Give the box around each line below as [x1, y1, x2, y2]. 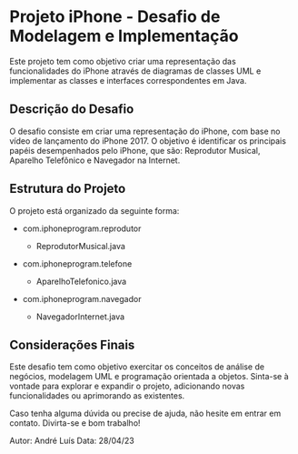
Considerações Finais [9, 337, 135, 352]
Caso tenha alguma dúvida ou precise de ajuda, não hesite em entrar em [9, 408, 282, 419]
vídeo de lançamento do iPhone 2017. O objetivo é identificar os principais [9, 135, 286, 146]
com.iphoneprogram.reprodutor [22, 223, 142, 234]
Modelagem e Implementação [9, 25, 239, 46]
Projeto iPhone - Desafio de [9, 6, 221, 27]
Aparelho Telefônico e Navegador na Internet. [9, 155, 181, 166]
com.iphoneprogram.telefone [22, 257, 133, 269]
